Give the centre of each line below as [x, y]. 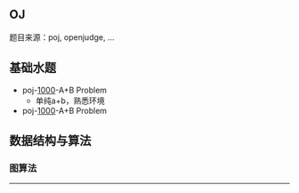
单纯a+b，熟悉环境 [70, 101]
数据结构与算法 [50, 141]
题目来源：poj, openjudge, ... [62, 37]
